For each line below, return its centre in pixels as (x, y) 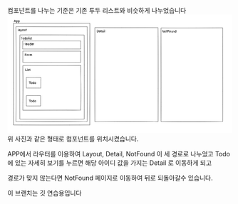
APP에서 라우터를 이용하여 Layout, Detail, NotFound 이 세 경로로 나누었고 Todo (119, 154)
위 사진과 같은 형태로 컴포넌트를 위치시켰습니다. (73, 139)
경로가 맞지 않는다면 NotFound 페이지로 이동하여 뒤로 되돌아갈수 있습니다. (110, 178)
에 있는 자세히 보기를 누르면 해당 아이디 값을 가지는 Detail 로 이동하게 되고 (110, 163)
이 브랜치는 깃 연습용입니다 (45, 193)
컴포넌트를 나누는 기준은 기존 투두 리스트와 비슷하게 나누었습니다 (97, 10)
